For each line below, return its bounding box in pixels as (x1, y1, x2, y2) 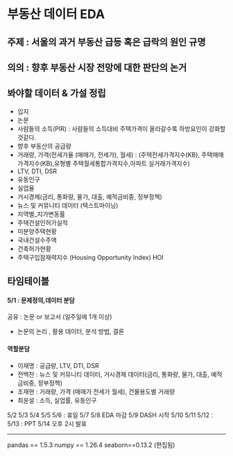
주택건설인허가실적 (17, 218, 68, 227)
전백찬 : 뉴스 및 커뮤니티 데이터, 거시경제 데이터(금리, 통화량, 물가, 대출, (17, 370, 209, 378)
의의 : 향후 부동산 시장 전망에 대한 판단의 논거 (7, 62, 187, 73)
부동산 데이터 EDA (7, 6, 105, 22)
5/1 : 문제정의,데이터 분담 (7, 296, 75, 304)
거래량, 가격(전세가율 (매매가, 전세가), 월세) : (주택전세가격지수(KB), (17, 150, 200, 159)
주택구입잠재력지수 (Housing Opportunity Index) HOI (17, 253, 164, 261)
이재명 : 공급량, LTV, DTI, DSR (17, 361, 99, 369)
